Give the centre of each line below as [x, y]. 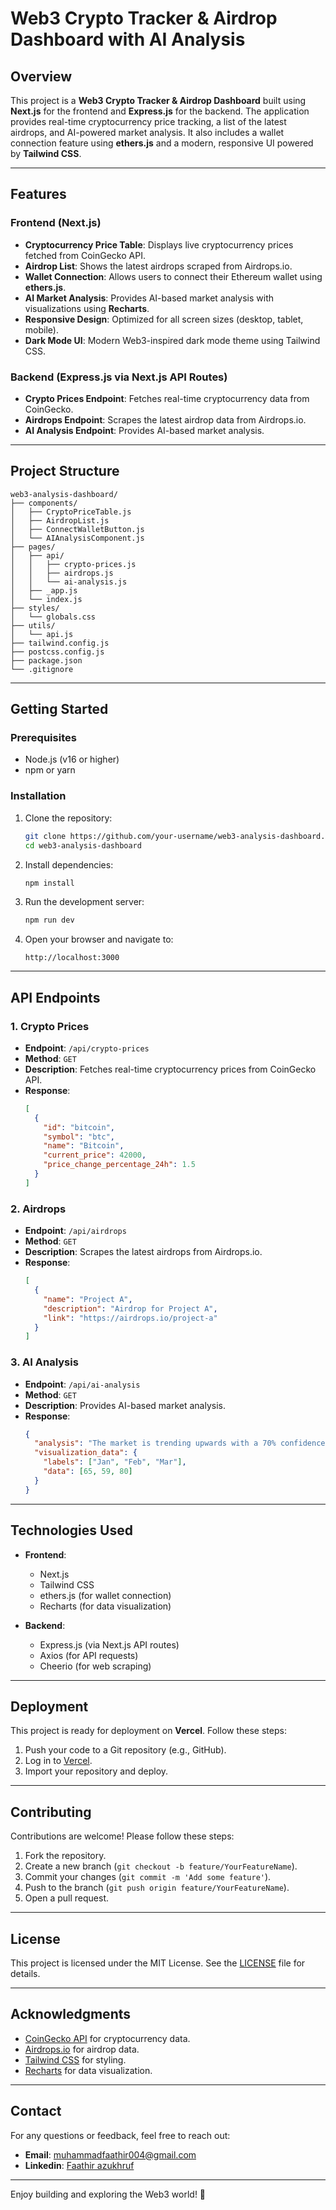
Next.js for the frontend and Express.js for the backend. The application [160, 111]
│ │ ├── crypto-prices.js [73, 564]
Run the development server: [84, 902]
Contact [36, 2111]
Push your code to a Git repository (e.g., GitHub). [125, 1750]
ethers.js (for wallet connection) [105, 1595]
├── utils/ [33, 625]
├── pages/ [33, 547]
